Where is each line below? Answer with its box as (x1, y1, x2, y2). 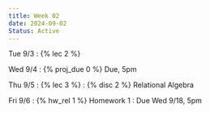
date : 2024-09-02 (8, 19, 67, 27)
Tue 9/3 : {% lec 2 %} (8, 49, 81, 59)
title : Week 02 (8, 11, 60, 20)
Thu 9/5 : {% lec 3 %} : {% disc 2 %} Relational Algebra (8, 80, 195, 90)
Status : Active (8, 27, 60, 35)
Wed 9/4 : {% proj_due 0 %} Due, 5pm (8, 65, 137, 74)
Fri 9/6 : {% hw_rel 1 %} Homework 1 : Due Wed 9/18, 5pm (8, 96, 203, 106)
